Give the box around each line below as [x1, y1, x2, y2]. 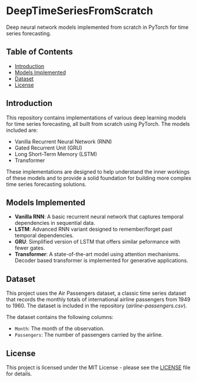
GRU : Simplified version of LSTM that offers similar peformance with [14, 238, 181, 245]
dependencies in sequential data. [14, 220, 95, 227]
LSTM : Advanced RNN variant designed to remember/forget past [14, 225, 172, 233]
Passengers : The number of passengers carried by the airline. [14, 331, 163, 338]
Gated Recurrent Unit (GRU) [14, 144, 82, 151]
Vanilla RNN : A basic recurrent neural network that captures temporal [14, 213, 184, 220]
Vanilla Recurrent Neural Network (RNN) [14, 138, 112, 145]
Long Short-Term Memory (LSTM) [14, 150, 98, 157]
